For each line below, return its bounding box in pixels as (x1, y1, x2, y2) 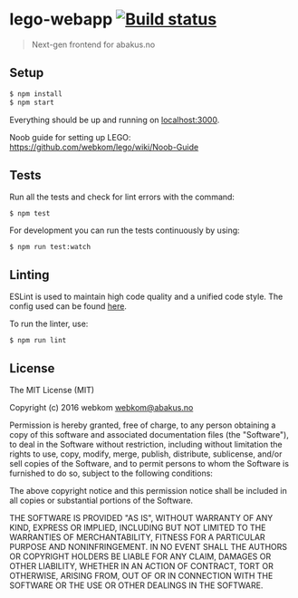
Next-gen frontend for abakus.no (31, 39, 156, 50)
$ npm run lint (9, 336, 67, 345)
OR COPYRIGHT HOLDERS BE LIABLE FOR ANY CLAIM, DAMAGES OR (9, 551, 272, 562)
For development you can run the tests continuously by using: (9, 225, 240, 236)
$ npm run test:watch (9, 243, 91, 252)
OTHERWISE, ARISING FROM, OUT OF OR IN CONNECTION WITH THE (9, 570, 274, 581)
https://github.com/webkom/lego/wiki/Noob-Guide (9, 141, 199, 152)
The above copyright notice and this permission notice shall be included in (9, 485, 287, 496)
